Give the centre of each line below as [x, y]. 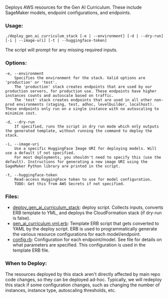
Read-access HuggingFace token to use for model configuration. [83, 179]
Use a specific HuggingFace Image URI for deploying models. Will [86, 148]
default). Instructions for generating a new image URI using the [76, 162]
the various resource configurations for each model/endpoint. [77, 234]
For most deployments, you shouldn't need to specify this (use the [88, 157]
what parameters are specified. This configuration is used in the [79, 245]
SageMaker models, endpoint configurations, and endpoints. [68, 13]
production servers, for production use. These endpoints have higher [81, 91]
